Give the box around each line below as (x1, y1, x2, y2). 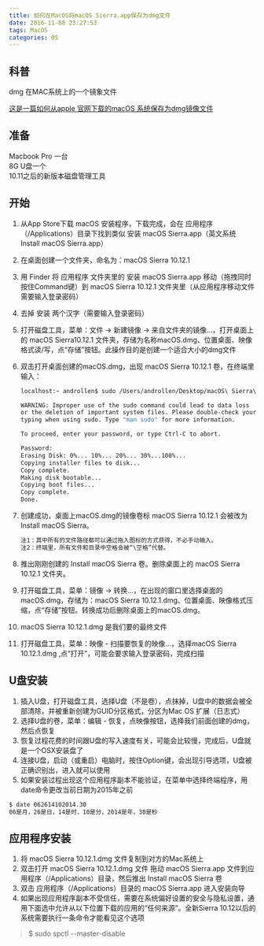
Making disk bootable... (20, 473, 102, 481)
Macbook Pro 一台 (9, 151, 68, 161)
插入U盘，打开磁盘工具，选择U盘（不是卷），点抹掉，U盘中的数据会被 (20, 696, 247, 706)
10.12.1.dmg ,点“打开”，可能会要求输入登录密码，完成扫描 (20, 648, 205, 658)
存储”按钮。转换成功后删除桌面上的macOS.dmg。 (43, 605, 205, 614)
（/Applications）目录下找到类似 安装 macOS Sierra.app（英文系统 (20, 228, 236, 238)
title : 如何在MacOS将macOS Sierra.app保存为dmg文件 (9, 11, 171, 20)
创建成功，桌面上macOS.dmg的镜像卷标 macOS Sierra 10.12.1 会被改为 (20, 511, 248, 521)
